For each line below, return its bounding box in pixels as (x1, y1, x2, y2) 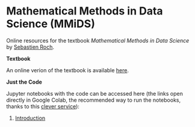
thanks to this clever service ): (6, 102, 80, 110)
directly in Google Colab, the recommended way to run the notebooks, (6, 96, 181, 104)
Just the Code (6, 78, 42, 85)
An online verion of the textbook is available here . (6, 66, 129, 73)
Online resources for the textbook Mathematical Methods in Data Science (6, 37, 190, 44)
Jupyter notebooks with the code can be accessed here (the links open (6, 90, 184, 97)
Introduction (14, 114, 46, 122)
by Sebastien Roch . (6, 43, 55, 51)
